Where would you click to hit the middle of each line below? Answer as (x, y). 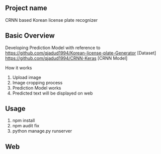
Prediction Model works (37, 88)
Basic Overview (30, 36)
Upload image (27, 77)
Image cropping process (38, 82)
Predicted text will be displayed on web (52, 93)
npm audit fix (26, 126)
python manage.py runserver (42, 131)
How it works (19, 68)
